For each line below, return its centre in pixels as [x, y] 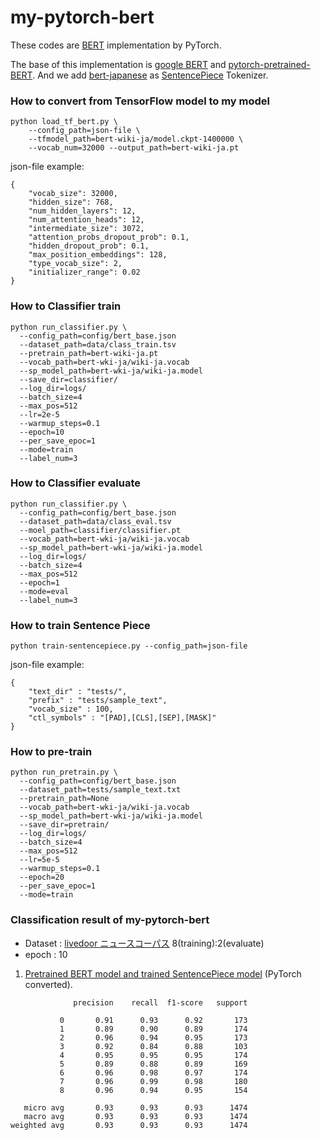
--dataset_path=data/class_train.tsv [98, 344]
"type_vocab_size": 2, [75, 264]
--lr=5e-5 [39, 860]
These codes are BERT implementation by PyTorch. [116, 45]
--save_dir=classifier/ [68, 379]
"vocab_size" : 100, [71, 709]
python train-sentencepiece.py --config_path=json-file [129, 646]
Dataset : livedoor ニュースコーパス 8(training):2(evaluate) [144, 943]
